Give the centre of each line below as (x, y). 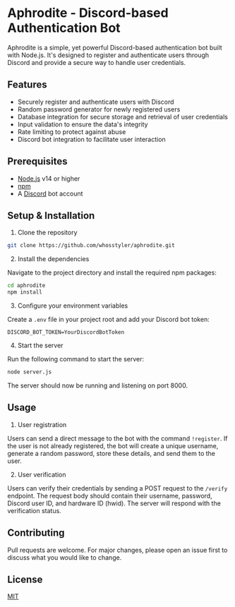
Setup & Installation (51, 216)
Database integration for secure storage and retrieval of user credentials (122, 116)
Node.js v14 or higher (49, 179)
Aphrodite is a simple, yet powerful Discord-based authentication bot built (115, 47)
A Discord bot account (50, 193)
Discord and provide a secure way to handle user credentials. (96, 62)
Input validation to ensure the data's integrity (83, 124)
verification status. (34, 510)
